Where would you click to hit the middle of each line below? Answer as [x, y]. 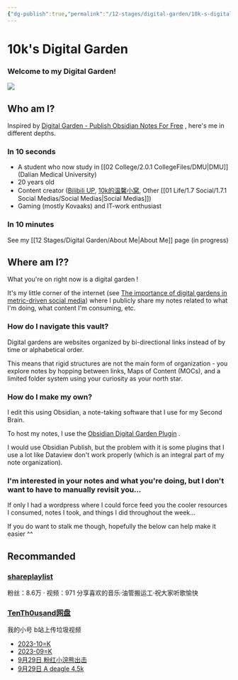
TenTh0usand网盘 [39, 613]
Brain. [16, 419]
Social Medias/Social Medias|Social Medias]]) [84, 199]
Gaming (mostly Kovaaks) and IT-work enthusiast [89, 206]
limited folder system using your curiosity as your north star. [95, 378]
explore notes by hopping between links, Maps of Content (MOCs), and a [114, 371]
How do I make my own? [50, 397]
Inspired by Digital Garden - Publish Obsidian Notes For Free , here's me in [116, 126]
